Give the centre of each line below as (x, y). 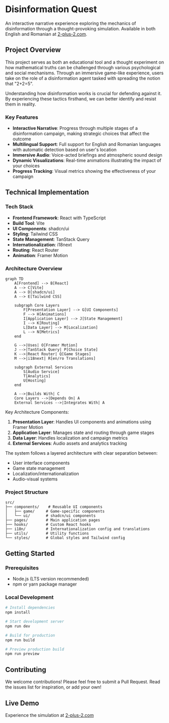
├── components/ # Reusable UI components (54, 507)
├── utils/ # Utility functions (47, 534)
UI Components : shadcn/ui (41, 228)
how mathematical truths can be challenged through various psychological (83, 67)
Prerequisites (22, 568)
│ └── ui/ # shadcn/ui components (50, 516)
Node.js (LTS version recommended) (51, 579)
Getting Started (30, 553)
